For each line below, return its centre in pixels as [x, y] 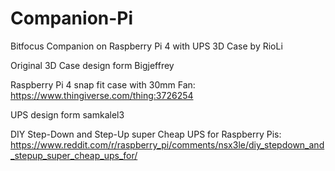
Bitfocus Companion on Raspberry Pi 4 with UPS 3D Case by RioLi [146, 46]
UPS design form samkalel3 [67, 114]
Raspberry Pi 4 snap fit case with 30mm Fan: [103, 84]
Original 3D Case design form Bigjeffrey [92, 65]
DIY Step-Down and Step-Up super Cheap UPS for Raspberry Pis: [146, 134]
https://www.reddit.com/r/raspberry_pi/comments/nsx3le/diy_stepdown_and [167, 144]
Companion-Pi [72, 18]
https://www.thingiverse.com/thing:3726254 [102, 95]
